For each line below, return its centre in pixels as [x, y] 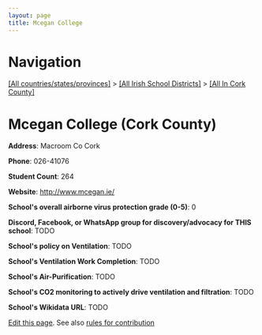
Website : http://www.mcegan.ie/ [62, 192]
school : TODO [32, 231]
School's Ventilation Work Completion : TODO [84, 262]
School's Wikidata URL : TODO [58, 307]
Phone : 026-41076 [39, 161]
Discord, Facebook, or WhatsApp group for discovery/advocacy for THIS [130, 223]
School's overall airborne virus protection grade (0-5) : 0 [102, 207]
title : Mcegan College [45, 23]
